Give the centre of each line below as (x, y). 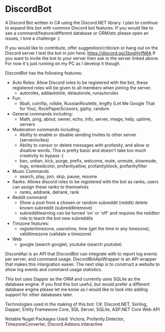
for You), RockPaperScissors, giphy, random (64, 109)
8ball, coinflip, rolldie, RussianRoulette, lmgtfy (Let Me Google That (87, 103)
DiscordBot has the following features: (44, 73)
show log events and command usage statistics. (54, 269)
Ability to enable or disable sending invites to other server (78, 135)
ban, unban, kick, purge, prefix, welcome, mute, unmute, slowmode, (88, 161)
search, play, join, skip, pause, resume (58, 176)
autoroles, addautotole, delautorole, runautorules (69, 93)
